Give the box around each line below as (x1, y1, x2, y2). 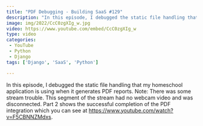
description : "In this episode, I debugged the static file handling (6, 14, 185, 20)
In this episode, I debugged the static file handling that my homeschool (6, 81, 183, 88)
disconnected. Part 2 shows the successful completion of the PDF (6, 100, 171, 107)
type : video (6, 31, 36, 37)
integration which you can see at (6, 107, 88, 114)
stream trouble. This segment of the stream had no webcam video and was (6, 94, 193, 101)
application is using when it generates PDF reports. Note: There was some (6, 87, 192, 95)
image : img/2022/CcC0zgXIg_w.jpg (6, 20, 91, 26)
